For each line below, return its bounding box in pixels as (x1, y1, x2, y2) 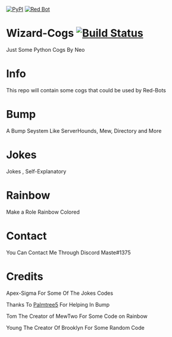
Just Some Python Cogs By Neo (6, 46, 85, 53)
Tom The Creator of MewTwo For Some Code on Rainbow (6, 313, 148, 320)
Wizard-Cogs (6, 27, 74, 40)
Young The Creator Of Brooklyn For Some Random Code (6, 324, 145, 331)
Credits (6, 270, 43, 283)
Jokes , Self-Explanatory (6, 167, 67, 175)
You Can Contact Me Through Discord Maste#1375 (6, 249, 131, 256)
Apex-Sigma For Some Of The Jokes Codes (6, 289, 114, 297)
